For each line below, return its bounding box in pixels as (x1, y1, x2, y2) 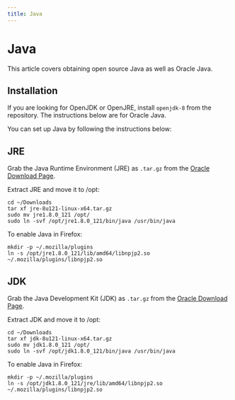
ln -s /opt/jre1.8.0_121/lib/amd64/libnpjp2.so (7, 250, 151, 257)
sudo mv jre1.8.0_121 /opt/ (7, 212, 91, 219)
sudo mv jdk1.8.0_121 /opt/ (7, 341, 91, 348)
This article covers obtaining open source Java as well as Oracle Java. (7, 64, 213, 73)
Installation (7, 84, 58, 96)
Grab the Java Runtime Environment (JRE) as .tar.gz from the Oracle (7, 164, 210, 173)
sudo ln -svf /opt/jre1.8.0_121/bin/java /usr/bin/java (7, 217, 176, 225)
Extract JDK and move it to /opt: (7, 316, 101, 324)
